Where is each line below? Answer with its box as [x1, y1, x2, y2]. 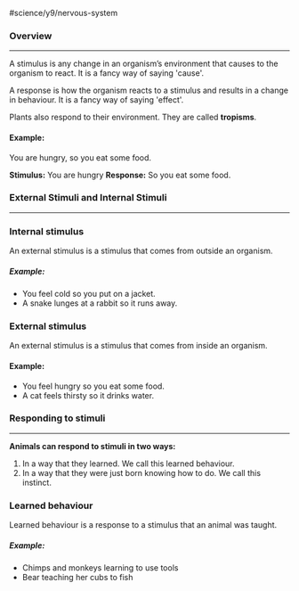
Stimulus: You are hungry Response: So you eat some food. [9, 169, 231, 180]
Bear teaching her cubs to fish [21, 572, 133, 583]
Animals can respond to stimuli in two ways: [9, 440, 176, 451]
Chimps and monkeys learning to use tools [21, 562, 179, 573]
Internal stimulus [9, 225, 85, 237]
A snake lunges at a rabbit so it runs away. [21, 298, 178, 308]
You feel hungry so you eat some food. [21, 381, 165, 391]
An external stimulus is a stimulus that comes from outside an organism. [9, 245, 273, 257]
